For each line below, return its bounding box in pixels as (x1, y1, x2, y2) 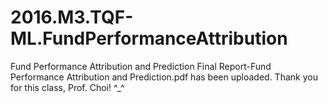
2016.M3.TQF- (10, 6, 134, 29)
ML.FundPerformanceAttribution (10, 27, 288, 50)
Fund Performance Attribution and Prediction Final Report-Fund (10, 60, 272, 72)
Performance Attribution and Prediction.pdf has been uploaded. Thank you (10, 71, 318, 83)
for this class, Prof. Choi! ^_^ (10, 81, 125, 93)
